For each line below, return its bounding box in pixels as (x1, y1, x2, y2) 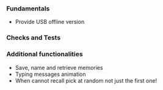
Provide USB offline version (15, 18, 85, 26)
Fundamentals (6, 4, 50, 13)
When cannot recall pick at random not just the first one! (15, 77, 158, 84)
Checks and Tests (6, 34, 61, 42)
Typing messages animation (15, 70, 87, 78)
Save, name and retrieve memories (15, 64, 103, 71)
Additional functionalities (6, 50, 84, 59)
